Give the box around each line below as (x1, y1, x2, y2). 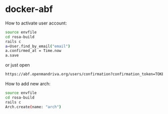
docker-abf (5, 3, 53, 15)
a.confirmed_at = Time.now (5, 48, 61, 53)
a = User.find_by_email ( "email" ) (5, 43, 70, 48)
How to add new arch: (5, 81, 51, 87)
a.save (5, 53, 19, 58)
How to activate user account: (5, 20, 67, 26)
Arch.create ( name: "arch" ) (5, 104, 61, 109)
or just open (5, 62, 30, 68)
